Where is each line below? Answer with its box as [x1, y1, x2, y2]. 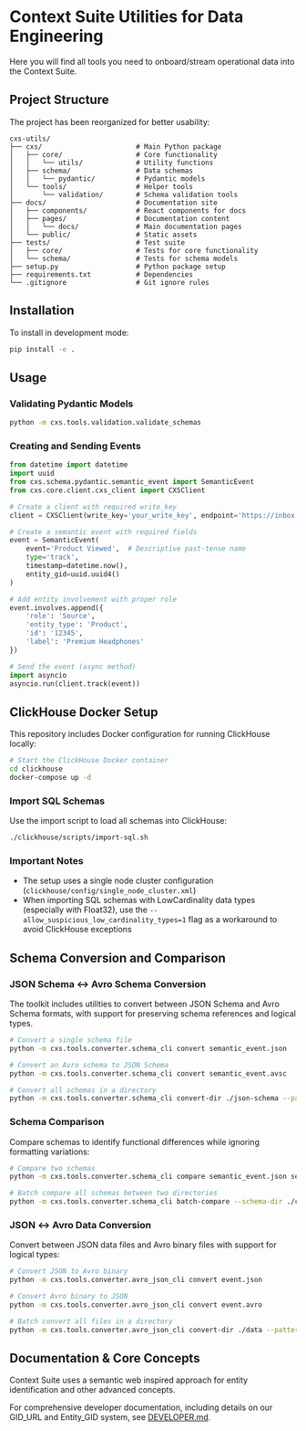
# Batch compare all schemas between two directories [9, 1189, 219, 1198]
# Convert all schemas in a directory [9, 1085, 157, 1095]
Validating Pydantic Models [9, 397, 134, 410]
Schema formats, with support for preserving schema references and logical [9, 1008, 296, 1019]
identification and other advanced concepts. [9, 1384, 176, 1395]
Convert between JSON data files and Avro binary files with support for [9, 1239, 277, 1250]
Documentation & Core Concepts [9, 1351, 200, 1366]
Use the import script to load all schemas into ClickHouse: [9, 815, 228, 826]
